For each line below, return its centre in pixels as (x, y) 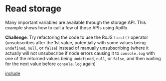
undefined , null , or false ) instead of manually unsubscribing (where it (77, 48)
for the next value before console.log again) (51, 64)
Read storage (33, 9)
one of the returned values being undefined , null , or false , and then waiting (83, 58)
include (13, 73)
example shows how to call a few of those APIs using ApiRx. (67, 27)
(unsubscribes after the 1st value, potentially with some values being (76, 42)
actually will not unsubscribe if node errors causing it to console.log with (80, 53)
